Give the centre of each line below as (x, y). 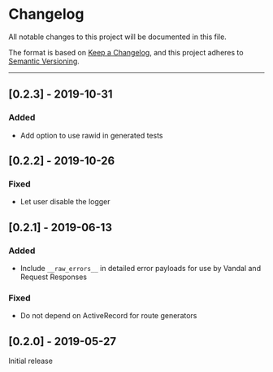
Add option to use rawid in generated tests (91, 135)
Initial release (30, 361)
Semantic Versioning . (44, 61)
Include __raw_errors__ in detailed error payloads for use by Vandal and (141, 268)
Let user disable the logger (65, 202)
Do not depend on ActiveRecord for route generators (108, 316)
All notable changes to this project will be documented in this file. (118, 37)
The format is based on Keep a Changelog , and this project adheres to (126, 52)
